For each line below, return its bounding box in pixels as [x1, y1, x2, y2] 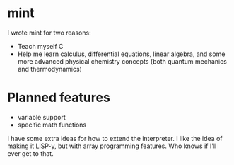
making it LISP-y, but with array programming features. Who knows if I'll [7, 142, 217, 150]
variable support [17, 113, 66, 121]
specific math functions [17, 120, 87, 129]
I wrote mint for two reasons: [7, 28, 91, 37]
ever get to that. [7, 149, 54, 157]
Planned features [7, 90, 111, 106]
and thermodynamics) [17, 64, 83, 73]
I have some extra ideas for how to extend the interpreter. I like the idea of [7, 134, 223, 142]
